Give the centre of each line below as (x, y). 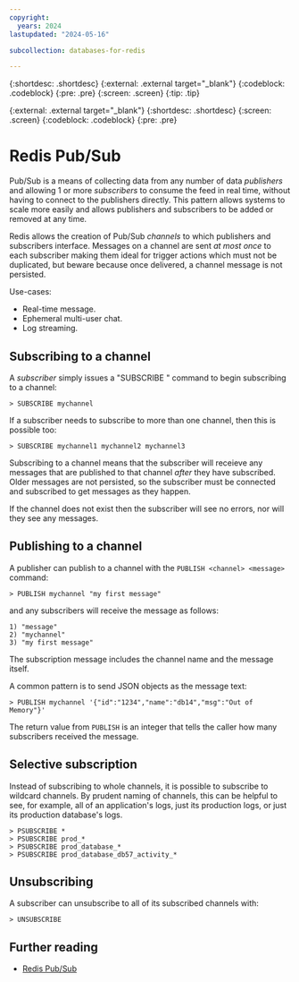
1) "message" (33, 627)
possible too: (33, 430)
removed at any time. (48, 219)
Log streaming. (50, 329)
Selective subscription (73, 765)
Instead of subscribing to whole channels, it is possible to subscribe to (139, 786)
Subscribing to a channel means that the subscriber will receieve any (136, 463)
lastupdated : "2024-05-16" (59, 34)
